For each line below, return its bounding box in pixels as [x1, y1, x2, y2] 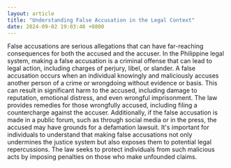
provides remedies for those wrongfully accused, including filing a [7, 101, 198, 110]
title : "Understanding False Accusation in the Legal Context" [7, 17, 195, 24]
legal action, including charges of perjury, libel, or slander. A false [7, 64, 196, 73]
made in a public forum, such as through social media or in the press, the [7, 116, 217, 124]
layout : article [7, 10, 54, 17]
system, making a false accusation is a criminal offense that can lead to [7, 57, 213, 65]
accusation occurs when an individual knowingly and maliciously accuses [7, 72, 219, 80]
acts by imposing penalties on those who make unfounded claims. [7, 153, 198, 161]
